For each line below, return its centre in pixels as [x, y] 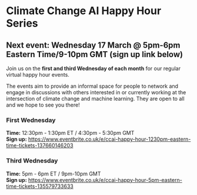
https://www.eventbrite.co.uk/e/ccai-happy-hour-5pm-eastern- [105, 180]
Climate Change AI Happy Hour [84, 11]
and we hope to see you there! [43, 105]
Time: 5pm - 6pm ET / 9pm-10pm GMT [54, 173]
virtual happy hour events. [38, 75]
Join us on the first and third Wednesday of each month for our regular [94, 68]
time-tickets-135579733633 [40, 186]
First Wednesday [31, 120]
